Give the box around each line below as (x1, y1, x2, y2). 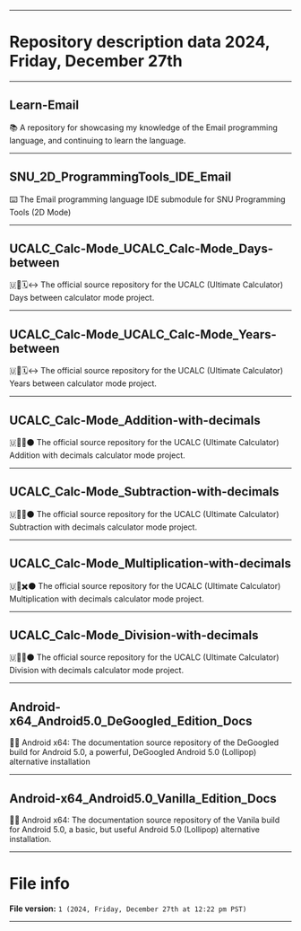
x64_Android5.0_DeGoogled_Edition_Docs (9, 713, 253, 728)
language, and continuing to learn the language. (9, 135, 186, 145)
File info (9, 874, 70, 894)
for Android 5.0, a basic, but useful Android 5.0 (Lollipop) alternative (9, 824, 261, 835)
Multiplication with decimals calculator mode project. (9, 593, 204, 604)
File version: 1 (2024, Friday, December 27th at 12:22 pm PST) (9, 903, 247, 914)
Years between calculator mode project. (9, 378, 157, 389)
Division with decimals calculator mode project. (9, 665, 185, 676)
